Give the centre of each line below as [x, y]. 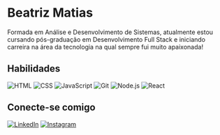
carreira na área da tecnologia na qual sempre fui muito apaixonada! [105, 47]
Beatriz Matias [50, 13]
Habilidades [34, 69]
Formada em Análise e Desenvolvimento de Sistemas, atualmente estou [110, 32]
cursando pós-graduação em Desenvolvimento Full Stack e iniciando [107, 39]
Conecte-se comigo [51, 108]
